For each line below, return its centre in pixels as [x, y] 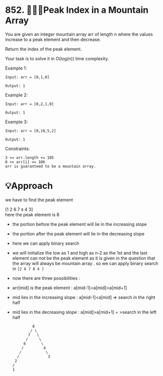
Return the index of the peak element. [43, 49]
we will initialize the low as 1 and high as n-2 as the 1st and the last [80, 253]
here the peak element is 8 [32, 215]
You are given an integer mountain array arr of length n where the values [79, 34]
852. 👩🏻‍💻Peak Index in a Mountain [77, 10]
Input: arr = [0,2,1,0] [30, 104]
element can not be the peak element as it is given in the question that [84, 258]
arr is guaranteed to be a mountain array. [51, 166]
